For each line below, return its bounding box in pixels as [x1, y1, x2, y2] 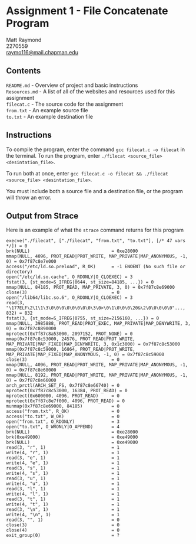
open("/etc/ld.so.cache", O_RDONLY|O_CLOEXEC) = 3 [6, 274, 133, 280]
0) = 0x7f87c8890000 [6, 326, 57, 332]
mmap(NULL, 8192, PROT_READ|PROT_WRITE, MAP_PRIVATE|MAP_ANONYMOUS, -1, [6, 372, 188, 379]
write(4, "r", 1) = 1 [6, 450, 119, 456]
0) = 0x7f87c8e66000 [6, 377, 57, 383]
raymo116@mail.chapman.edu [6, 48, 78, 56]
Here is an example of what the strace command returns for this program [6, 226, 184, 234]
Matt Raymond [6, 36, 42, 43]
